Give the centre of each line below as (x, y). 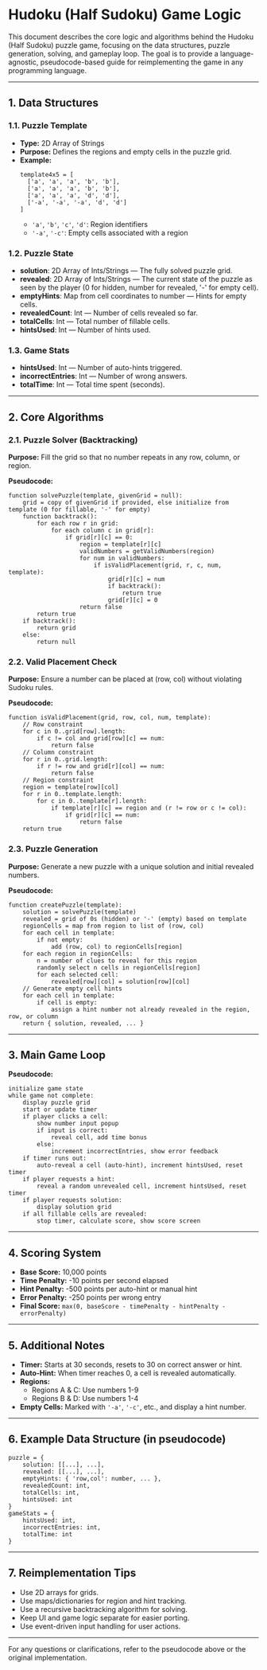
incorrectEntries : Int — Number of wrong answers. (104, 377)
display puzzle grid (56, 1103)
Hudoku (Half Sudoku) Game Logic (125, 15)
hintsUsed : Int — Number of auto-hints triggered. (101, 368)
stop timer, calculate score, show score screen (119, 1221)
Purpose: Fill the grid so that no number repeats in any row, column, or (124, 457)
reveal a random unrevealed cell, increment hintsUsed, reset (142, 1186)
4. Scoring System (55, 1252)
